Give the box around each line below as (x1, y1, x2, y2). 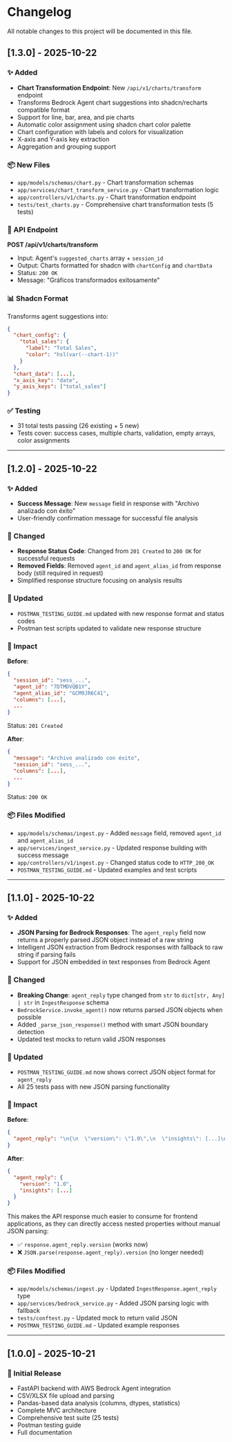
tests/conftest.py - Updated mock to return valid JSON (17, 1314, 178, 1322)
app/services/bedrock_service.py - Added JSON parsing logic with (17, 1299, 209, 1307)
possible (17, 1013, 42, 1021)
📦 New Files (7, 160, 50, 169)
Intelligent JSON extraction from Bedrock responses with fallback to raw (17, 943, 223, 951)
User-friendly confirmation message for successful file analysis (17, 514, 198, 523)
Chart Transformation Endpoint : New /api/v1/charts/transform (17, 84, 202, 92)
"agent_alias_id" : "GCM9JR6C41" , (13, 689, 110, 697)
